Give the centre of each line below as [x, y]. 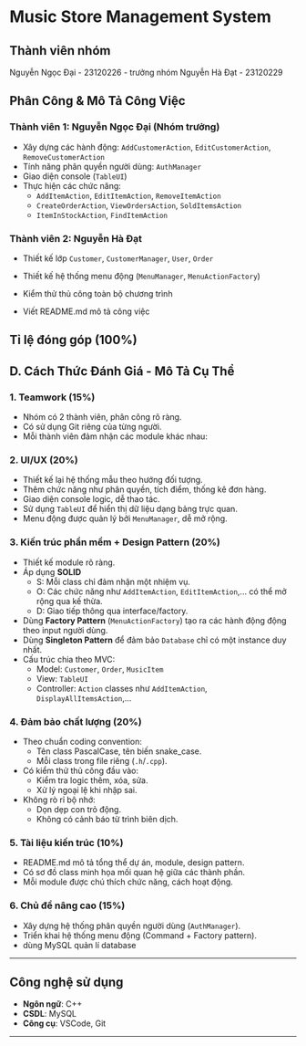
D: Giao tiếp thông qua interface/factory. [112, 611]
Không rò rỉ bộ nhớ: [59, 800]
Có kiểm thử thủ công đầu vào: [81, 770]
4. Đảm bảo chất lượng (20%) [76, 721]
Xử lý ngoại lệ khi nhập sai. [87, 790]
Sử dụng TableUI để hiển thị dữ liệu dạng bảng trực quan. [130, 509]
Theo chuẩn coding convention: [82, 741]
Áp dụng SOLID [52, 571]
